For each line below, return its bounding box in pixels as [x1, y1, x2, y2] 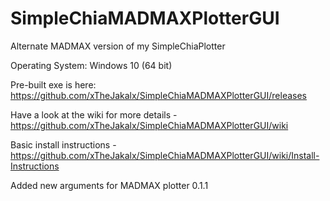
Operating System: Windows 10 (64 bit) [10, 59, 173, 71]
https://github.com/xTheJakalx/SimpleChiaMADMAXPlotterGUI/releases [10, 89, 307, 101]
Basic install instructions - [10, 138, 117, 151]
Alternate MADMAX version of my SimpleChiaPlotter [10, 40, 226, 52]
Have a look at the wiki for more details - [10, 108, 178, 121]
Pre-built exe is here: [10, 78, 97, 91]
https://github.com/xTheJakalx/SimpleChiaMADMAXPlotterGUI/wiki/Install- [10, 149, 320, 161]
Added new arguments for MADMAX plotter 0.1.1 [10, 179, 209, 191]
